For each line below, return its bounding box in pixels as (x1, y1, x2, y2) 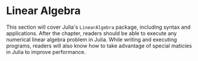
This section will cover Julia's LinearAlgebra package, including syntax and (6, 23, 191, 30)
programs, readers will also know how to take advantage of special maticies (6, 42, 192, 49)
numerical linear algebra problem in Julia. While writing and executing (6, 36, 177, 43)
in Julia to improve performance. (6, 48, 86, 55)
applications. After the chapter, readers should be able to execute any (6, 29, 177, 36)
